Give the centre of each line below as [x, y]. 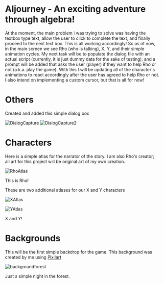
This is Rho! [17, 181]
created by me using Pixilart [33, 257]
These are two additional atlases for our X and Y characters [65, 190]
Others [20, 100]
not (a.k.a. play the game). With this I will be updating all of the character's [80, 69]
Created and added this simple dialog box [47, 113]
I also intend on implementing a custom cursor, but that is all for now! [75, 80]
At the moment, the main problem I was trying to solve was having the [75, 33]
